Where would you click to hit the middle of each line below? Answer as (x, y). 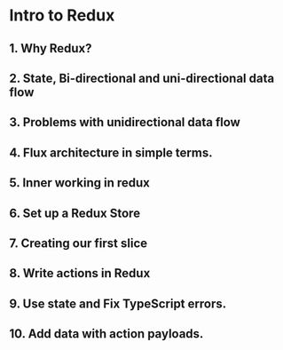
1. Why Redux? (51, 48)
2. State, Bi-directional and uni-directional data (142, 78)
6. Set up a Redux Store (75, 213)
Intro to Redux (62, 16)
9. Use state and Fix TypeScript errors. (118, 303)
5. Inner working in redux (80, 183)
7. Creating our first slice (79, 243)
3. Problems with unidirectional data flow (125, 122)
